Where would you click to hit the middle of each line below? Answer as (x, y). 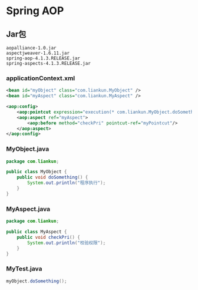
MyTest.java (24, 269)
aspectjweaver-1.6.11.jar (38, 53)
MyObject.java (28, 149)
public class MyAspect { (37, 232)
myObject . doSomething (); (37, 281)
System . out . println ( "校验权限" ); (67, 243)
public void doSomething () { (52, 177)
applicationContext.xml (41, 78)
